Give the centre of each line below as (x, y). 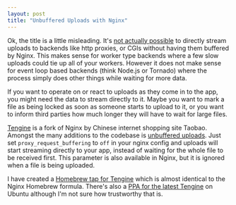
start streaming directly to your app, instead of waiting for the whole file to (116, 150)
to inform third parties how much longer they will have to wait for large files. (117, 114)
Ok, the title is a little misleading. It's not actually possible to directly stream (117, 40)
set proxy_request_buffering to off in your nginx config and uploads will (113, 142)
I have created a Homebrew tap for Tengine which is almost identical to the (117, 179)
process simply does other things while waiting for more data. (97, 77)
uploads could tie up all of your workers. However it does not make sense (114, 63)
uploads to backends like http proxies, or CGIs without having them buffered (118, 48)
